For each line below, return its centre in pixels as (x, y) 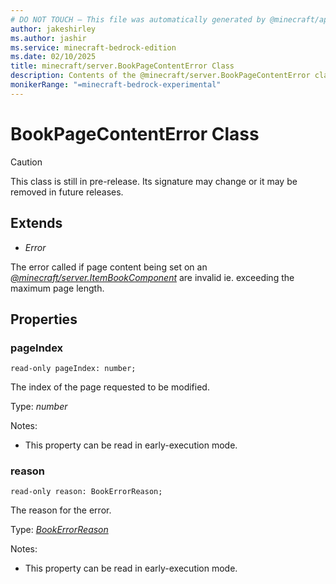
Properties (44, 319)
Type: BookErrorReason (59, 530)
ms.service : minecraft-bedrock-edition (93, 47)
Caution (26, 162)
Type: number (39, 407)
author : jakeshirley (53, 29)
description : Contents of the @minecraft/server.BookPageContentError (160, 76)
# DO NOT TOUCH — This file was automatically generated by (138, 19)
